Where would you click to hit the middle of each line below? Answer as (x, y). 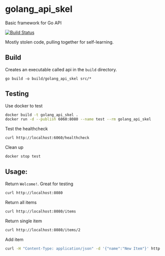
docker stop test (23, 156)
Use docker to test (24, 105)
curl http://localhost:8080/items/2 (43, 230)
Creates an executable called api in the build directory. (61, 69)
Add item (14, 239)
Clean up (14, 148)
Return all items (21, 202)
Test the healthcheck (26, 129)
